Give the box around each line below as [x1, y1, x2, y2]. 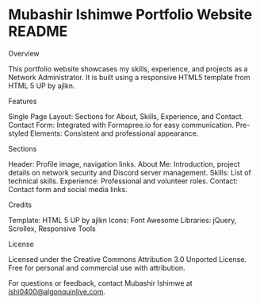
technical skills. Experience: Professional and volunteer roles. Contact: [8, 176, 238, 186]
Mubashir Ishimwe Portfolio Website [8, 6, 253, 24]
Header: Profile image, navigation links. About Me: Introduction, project [8, 159, 240, 168]
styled [8, 129, 29, 138]
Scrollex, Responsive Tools [8, 224, 97, 233]
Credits [8, 200, 32, 210]
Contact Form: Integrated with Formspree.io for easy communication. [8, 120, 235, 129]
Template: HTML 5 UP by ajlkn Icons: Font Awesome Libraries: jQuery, [8, 215, 237, 225]
